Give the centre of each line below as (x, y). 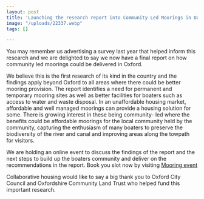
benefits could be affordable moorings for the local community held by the (99, 121)
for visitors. (20, 141)
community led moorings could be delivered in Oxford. (74, 64)
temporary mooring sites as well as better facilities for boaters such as (94, 95)
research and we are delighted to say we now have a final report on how (97, 58)
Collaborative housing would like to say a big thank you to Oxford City (93, 177)
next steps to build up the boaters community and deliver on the (87, 159)
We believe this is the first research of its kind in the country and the (92, 76)
